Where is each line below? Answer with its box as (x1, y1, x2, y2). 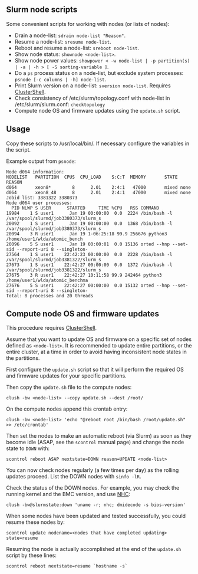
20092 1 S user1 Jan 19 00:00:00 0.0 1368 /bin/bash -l (6, 221, 173, 227)
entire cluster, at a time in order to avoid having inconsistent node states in (6, 348, 187, 356)
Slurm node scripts (6, 5, 78, 15)
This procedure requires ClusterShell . (6, 324, 97, 332)
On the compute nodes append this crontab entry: (6, 405, 128, 412)
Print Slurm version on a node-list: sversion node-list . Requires (14, 82, 171, 89)
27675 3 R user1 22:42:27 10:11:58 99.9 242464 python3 (6, 272, 162, 278)
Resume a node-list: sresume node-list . (14, 38, 111, 45)
